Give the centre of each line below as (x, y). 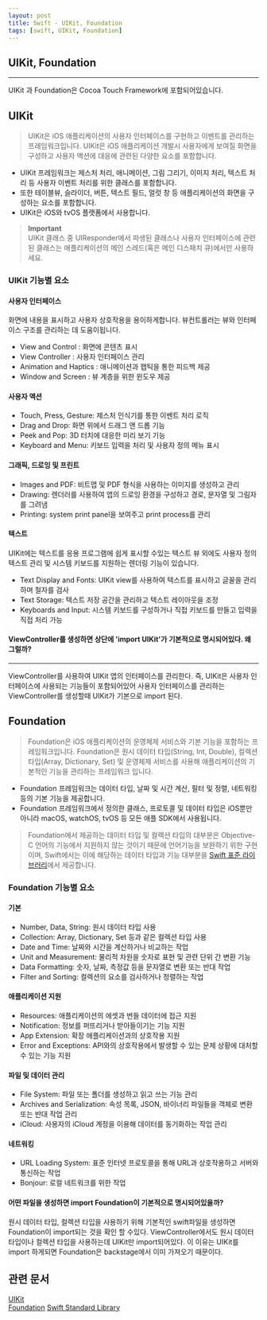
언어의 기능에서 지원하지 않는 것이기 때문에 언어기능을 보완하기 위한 (139, 845)
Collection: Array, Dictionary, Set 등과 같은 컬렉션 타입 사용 (113, 936)
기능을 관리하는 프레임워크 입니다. (101, 771)
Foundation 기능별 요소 (51, 887)
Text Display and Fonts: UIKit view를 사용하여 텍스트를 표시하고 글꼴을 (131, 580)
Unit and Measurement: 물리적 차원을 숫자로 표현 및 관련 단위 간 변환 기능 (135, 956)
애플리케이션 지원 (35, 996)
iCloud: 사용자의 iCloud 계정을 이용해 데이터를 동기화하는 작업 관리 (124, 1124)
